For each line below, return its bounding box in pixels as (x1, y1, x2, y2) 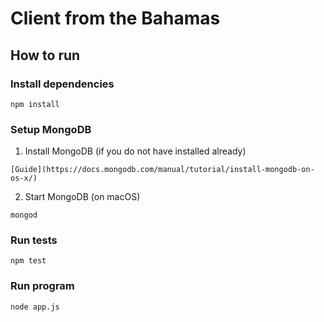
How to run (10, 47, 81, 64)
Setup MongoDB (10, 122, 92, 136)
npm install (10, 99, 60, 109)
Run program (10, 279, 75, 293)
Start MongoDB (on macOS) (24, 191, 141, 203)
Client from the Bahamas (10, 7, 221, 30)
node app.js (10, 302, 60, 312)
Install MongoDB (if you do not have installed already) (24, 145, 247, 157)
